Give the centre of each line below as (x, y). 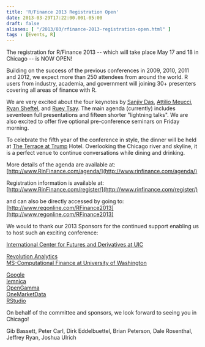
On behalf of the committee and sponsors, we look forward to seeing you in (102, 313)
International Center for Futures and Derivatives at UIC (75, 245)
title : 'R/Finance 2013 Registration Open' (63, 12)
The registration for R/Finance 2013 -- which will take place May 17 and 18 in (102, 52)
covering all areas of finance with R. (51, 90)
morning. (18, 128)
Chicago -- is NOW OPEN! (39, 59)
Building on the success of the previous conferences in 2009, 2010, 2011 (98, 70)
